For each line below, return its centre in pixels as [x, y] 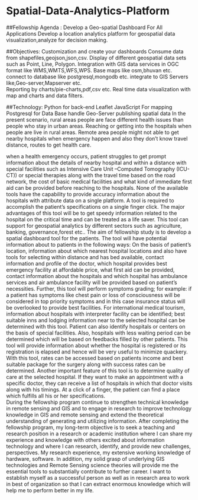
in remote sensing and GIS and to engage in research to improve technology [99, 408]
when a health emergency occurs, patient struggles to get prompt [86, 156]
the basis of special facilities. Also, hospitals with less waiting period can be [98, 333]
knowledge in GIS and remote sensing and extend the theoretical [85, 415]
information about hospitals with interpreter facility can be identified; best [95, 314]
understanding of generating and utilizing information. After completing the [98, 421]
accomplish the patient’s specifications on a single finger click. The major [95, 206]
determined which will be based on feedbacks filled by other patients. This [97, 339]
